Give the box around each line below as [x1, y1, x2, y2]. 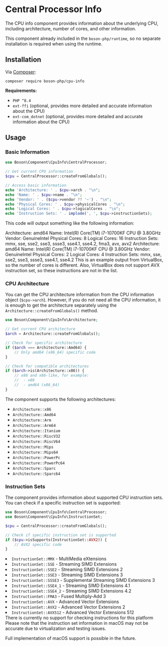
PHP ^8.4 [12, 98, 31, 103]
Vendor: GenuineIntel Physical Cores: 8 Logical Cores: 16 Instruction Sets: [5, 235, 159, 241]
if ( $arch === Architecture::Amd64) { [5, 345, 87, 350]
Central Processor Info [5, 4, 102, 15]
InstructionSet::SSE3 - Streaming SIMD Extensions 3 [12, 572, 123, 578]
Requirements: [5, 87, 37, 93]
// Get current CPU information [5, 169, 73, 174]
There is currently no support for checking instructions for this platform [5, 615, 153, 621]
